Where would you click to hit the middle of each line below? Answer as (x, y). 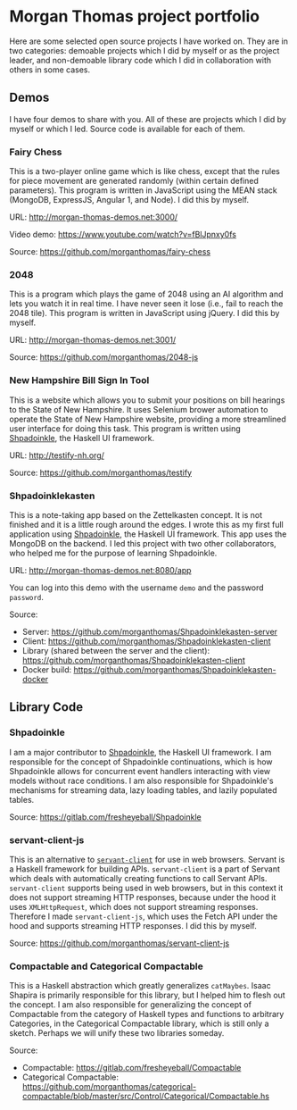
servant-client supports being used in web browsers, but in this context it (146, 888)
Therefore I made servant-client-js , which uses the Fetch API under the (144, 916)
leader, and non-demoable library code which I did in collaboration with (140, 60)
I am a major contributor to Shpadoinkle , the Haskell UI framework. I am (140, 752)
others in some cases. (50, 70)
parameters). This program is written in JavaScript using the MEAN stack (144, 190)
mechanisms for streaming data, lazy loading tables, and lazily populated (143, 790)
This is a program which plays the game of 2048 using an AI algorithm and (146, 294)
